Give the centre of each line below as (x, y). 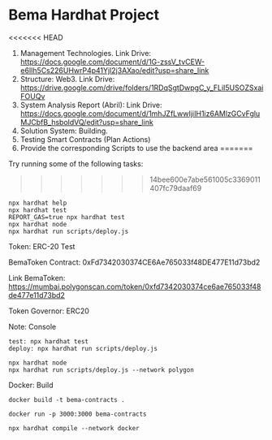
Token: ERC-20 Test (42, 246)
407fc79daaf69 (176, 188)
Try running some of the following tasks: (76, 163)
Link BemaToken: (37, 278)
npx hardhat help (38, 203)
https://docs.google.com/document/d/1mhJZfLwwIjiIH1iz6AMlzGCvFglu (140, 113)
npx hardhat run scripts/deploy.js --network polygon (101, 370)
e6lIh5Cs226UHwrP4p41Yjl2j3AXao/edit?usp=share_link (114, 70)
